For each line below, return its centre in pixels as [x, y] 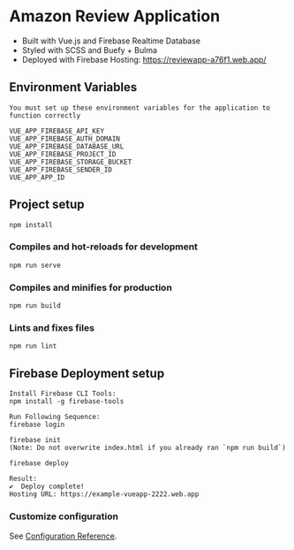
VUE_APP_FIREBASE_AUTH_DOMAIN [65, 139]
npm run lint [33, 347]
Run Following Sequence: [55, 417]
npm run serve [35, 265]
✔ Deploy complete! [47, 487]
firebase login [37, 425]
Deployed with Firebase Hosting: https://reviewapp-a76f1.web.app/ [144, 59]
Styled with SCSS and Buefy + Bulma [89, 50]
